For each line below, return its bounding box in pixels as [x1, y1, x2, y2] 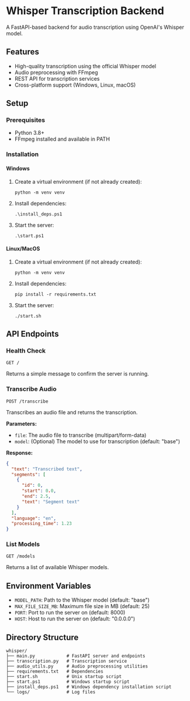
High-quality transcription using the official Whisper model [14, 62, 157, 69]
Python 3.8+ [14, 129, 45, 137]
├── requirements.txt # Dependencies [6, 669, 104, 675]
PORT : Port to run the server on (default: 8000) [14, 609, 125, 616]
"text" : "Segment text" [21, 499, 80, 504]
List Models [6, 540, 40, 549]
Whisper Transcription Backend [6, 4, 164, 18]
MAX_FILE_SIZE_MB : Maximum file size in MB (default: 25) [14, 603, 150, 610]
